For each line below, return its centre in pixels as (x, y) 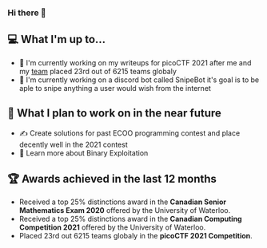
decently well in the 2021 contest (74, 144)
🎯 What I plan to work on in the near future (114, 114)
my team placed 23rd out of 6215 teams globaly (98, 71)
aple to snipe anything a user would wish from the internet (115, 88)
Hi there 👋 (27, 13)
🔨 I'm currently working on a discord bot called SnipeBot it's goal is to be (139, 80)
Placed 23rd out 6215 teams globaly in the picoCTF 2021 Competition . (135, 236)
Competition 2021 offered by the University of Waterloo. (112, 227)
